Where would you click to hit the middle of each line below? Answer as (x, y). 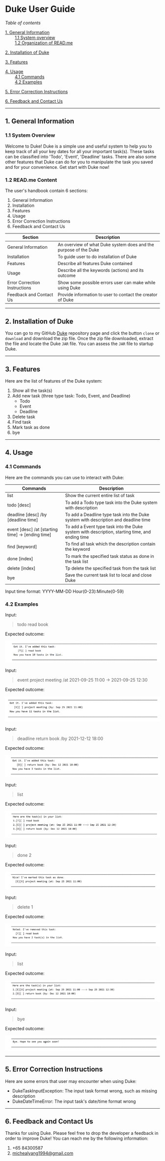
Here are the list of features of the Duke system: (54, 381)
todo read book (33, 624)
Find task (21, 422)
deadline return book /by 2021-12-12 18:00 (60, 738)
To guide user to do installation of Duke (97, 256)
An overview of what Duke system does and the (106, 244)
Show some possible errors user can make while (107, 282)
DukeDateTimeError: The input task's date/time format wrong (74, 1101)
